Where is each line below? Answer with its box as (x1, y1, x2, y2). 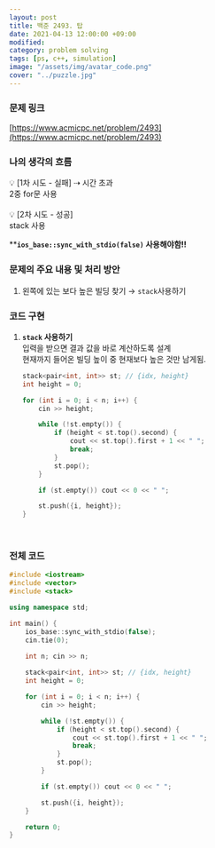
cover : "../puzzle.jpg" (9, 71, 97, 80)
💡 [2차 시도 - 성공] (9, 210, 73, 220)
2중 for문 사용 (9, 188, 58, 200)
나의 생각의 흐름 (9, 155, 73, 168)
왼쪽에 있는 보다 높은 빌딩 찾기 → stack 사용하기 (21, 285, 187, 296)
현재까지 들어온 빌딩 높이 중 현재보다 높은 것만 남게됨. (21, 353, 206, 364)
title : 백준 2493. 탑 (9, 21, 84, 30)
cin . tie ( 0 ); (25, 636, 69, 645)
